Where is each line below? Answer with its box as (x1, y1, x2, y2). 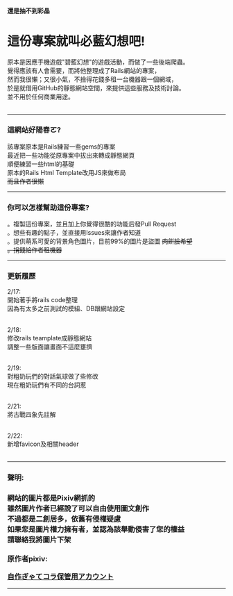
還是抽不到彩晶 (7, 6, 50, 15)
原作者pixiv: (7, 554, 49, 564)
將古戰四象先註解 (7, 411, 56, 419)
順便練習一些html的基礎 (7, 160, 75, 168)
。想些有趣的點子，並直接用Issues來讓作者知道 (7, 229, 141, 237)
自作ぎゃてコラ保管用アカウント (7, 572, 114, 581)
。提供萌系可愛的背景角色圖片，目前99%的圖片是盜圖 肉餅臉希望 (7, 237, 193, 246)
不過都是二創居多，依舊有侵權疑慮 (7, 514, 121, 524)
